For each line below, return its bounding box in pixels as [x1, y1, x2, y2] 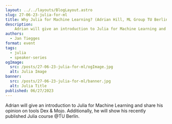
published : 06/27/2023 [5, 88, 54, 93]
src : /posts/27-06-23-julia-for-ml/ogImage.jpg [10, 64, 114, 69]
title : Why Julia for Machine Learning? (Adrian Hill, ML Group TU [5, 17, 153, 22]
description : [5, 21, 33, 27]
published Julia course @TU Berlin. [5, 113, 80, 119]
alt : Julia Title [10, 83, 47, 88]
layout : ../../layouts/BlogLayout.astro [5, 7, 93, 13]
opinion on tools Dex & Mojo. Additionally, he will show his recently [5, 108, 146, 114]
